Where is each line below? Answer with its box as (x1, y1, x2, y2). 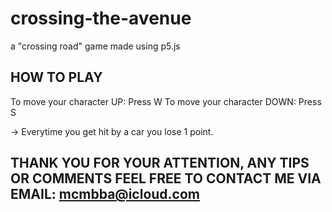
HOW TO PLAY (10, 69, 103, 86)
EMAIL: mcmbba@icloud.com (10, 186, 201, 203)
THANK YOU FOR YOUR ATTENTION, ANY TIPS (10, 155, 310, 172)
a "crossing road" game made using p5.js (10, 40, 181, 52)
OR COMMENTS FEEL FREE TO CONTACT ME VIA (10, 170, 322, 187)
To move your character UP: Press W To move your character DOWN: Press (10, 95, 322, 107)
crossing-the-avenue (10, 7, 192, 30)
